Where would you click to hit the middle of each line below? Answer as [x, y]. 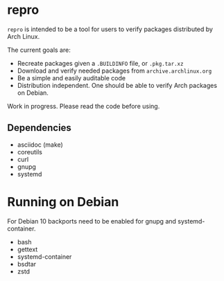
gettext [27, 249]
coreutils [30, 152]
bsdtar [27, 264]
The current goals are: [39, 50]
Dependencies [39, 128]
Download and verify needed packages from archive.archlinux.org [114, 71]
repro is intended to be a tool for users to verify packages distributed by [110, 29]
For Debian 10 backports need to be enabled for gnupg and [92, 221]
